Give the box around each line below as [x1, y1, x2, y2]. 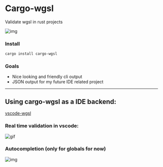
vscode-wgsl [5, 110, 32, 116]
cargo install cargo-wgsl [5, 51, 57, 56]
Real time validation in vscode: [5, 122, 79, 129]
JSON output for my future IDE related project [12, 79, 104, 85]
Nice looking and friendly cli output [12, 74, 82, 80]
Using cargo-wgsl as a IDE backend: [5, 97, 116, 106]
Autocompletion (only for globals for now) [5, 146, 106, 152]
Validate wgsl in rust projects [5, 19, 63, 25]
